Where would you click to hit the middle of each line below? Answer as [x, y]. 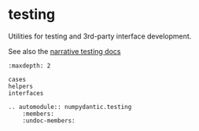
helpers [21, 86]
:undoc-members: [49, 120]
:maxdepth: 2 [29, 65]
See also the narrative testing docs [64, 51]
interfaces [26, 93]
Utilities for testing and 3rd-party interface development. [100, 36]
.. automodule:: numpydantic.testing [70, 107]
